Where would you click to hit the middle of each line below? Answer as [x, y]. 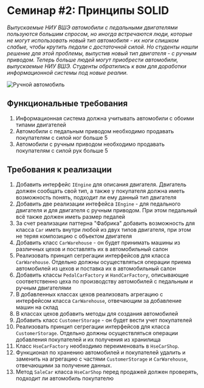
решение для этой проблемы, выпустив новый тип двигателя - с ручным [102, 53]
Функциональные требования [67, 104]
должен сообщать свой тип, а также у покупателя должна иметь [100, 191]
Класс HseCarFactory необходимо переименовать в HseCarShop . [97, 346]
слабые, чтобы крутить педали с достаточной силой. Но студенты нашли [103, 47]
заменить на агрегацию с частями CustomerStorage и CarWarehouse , [102, 359]
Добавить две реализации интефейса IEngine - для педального [98, 204]
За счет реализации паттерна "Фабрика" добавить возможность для [105, 223]
